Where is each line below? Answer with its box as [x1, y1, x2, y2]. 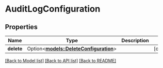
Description [121, 37, 149, 44]
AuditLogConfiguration [5, 3, 100, 15]
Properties [5, 23, 38, 31]
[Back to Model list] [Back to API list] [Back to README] [5, 58, 116, 64]
